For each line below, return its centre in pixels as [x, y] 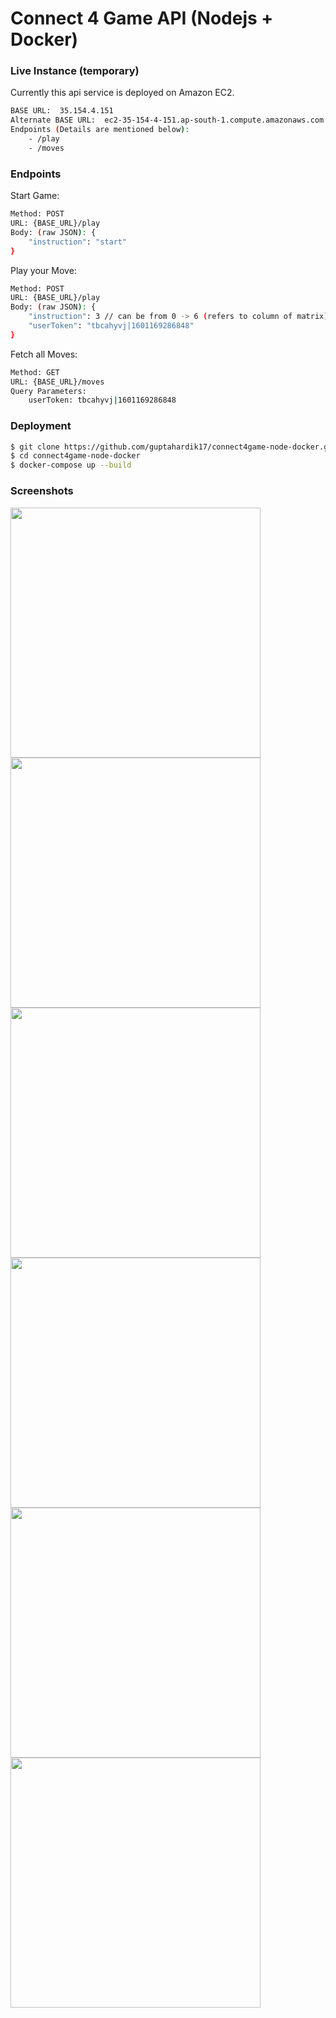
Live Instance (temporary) [75, 71]
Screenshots [42, 491]
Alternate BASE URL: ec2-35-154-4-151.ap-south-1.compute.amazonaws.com [167, 120]
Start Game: [35, 196]
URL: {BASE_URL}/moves [57, 382]
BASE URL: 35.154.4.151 [62, 111]
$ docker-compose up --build [71, 465]
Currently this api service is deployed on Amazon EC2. [122, 93]
